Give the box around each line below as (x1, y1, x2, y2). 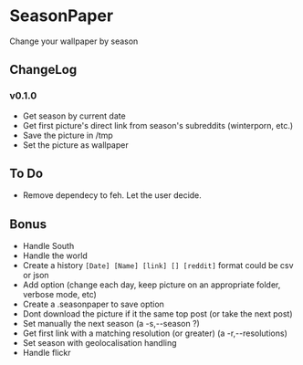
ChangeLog (9, 62, 78, 78)
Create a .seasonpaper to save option (22, 298, 164, 310)
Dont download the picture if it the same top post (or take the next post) (22, 308, 294, 319)
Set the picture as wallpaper (22, 139, 130, 151)
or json (22, 270, 49, 281)
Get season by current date (22, 110, 126, 121)
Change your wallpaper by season (9, 36, 139, 47)
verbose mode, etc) (22, 289, 98, 300)
